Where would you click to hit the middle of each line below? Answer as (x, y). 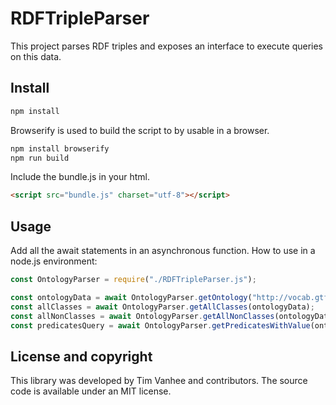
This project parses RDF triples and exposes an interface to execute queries (166, 46)
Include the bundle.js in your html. (80, 177)
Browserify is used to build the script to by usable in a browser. (140, 130)
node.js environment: (54, 261)
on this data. (36, 56)
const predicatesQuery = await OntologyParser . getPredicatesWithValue (160, 325)
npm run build (40, 158)
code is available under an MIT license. (91, 391)
